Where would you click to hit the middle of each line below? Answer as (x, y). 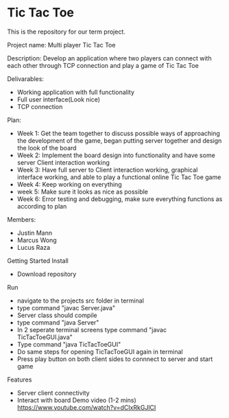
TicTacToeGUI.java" (45, 337)
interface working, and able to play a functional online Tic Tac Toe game (119, 177)
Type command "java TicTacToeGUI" (69, 344)
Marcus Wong (37, 240)
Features (20, 380)
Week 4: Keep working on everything (69, 184)
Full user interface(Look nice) (59, 99)
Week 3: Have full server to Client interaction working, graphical (107, 170)
